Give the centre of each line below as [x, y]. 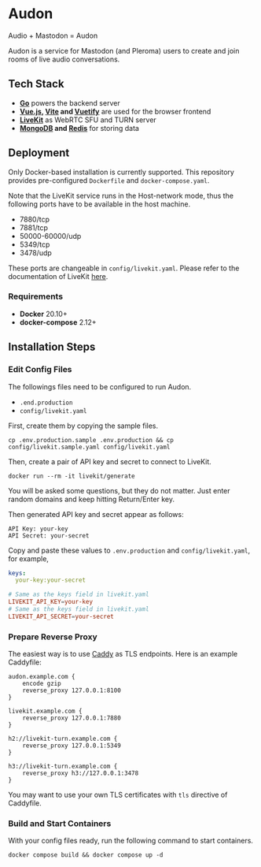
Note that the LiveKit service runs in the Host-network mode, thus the [121, 195]
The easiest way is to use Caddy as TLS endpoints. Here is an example [123, 654]
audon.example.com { [42, 677]
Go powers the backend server [70, 102]
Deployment [39, 153]
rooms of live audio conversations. [64, 59]
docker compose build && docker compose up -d [86, 855]
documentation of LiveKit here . [58, 276]
